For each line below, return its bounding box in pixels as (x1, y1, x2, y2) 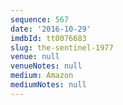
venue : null (10, 52, 60, 62)
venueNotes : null (10, 61, 83, 71)
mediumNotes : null (10, 80, 87, 90)
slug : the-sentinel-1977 (10, 42, 114, 53)
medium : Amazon (10, 71, 74, 81)
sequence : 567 (10, 14, 70, 25)
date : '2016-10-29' (10, 24, 92, 34)
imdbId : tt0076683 (10, 33, 87, 43)
